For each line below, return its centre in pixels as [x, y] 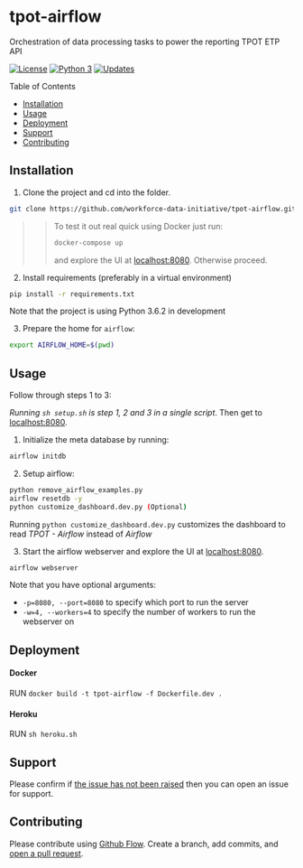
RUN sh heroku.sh [43, 734]
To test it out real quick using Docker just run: [138, 226]
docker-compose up [88, 243]
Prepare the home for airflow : [78, 329]
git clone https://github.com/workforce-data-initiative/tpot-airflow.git [153, 209]
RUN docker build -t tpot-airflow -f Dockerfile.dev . [116, 694]
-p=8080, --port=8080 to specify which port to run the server [136, 602]
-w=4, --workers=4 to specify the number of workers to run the [139, 612]
